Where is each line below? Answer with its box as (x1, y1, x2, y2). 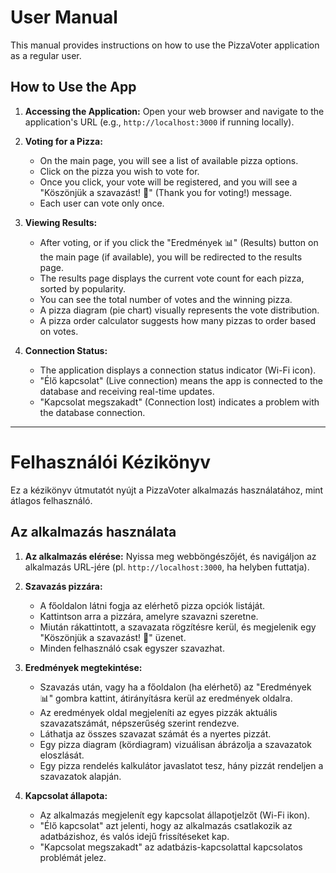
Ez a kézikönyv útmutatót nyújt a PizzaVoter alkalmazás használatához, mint (10, 484, 324, 496)
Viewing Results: (24, 216, 98, 228)
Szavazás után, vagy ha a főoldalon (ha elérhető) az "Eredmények (39, 681, 312, 693)
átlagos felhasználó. (10, 494, 93, 506)
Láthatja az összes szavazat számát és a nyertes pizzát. (39, 727, 272, 740)
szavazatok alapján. (39, 770, 122, 782)
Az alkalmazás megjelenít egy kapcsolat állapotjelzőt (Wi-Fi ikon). (39, 809, 311, 821)
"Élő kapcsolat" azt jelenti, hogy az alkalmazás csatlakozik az (39, 819, 293, 831)
